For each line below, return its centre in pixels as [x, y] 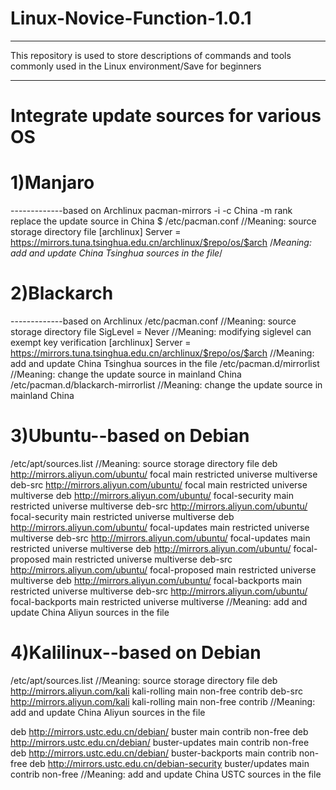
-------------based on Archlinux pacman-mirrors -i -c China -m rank [151, 211]
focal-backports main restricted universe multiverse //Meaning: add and [159, 601]
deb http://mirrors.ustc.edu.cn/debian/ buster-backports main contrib [153, 753]
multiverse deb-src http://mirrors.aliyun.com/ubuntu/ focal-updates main [160, 538]
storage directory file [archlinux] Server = [96, 232]
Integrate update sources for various [166, 116]
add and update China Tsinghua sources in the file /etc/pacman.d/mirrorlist [165, 363]
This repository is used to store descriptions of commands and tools [151, 55]
